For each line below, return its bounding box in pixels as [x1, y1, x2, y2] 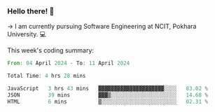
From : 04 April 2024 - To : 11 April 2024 [7, 59, 130, 67]
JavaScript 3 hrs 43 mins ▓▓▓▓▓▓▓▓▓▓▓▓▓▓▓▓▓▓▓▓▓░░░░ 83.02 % [7, 85, 209, 92]
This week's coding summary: [7, 46, 95, 55]
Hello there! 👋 [7, 6, 55, 16]
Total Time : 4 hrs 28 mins [7, 73, 86, 80]
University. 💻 [7, 30, 47, 38]
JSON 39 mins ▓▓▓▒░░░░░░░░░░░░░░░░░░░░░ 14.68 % [7, 91, 209, 99]
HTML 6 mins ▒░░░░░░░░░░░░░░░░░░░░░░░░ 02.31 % [7, 98, 209, 105]
